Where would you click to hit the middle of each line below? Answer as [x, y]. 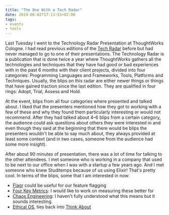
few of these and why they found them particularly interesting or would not [83, 112]
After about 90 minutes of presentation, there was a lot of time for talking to [84, 154]
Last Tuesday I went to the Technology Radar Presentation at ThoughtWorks [84, 43]
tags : [11, 19]
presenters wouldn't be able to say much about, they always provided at [80, 134]
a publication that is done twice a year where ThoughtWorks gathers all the [83, 59]
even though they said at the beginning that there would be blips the [76, 128]
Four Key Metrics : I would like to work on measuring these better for [83, 191]
